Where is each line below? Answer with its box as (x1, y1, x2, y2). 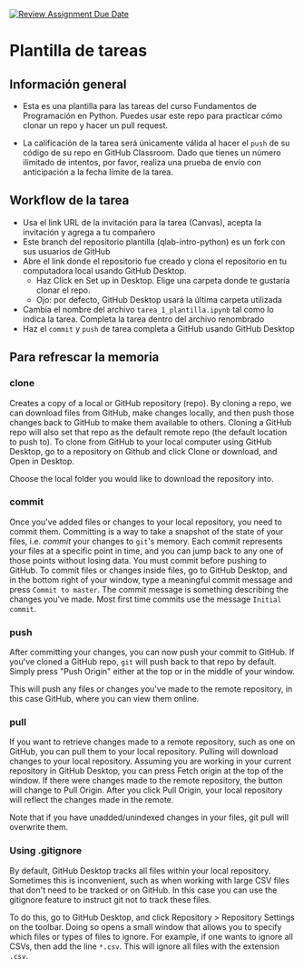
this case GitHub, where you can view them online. (9, 694, 200, 704)
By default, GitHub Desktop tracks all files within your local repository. (9, 864, 271, 876)
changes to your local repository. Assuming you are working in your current (9, 755, 292, 767)
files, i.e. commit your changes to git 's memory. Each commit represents (9, 535, 283, 546)
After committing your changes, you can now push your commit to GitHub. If (9, 646, 295, 658)
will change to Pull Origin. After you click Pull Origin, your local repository (9, 784, 283, 795)
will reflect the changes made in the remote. (9, 794, 174, 805)
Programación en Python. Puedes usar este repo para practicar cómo (22, 110, 283, 121)
